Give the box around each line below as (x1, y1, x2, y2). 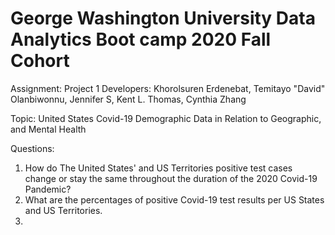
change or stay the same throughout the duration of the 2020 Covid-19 (24, 172, 318, 184)
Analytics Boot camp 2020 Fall (10, 28, 272, 51)
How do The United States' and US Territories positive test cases (24, 162, 293, 174)
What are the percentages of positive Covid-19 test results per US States (24, 193, 325, 206)
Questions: (10, 142, 55, 154)
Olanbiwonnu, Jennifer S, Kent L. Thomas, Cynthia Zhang (10, 93, 247, 105)
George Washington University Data (10, 7, 316, 30)
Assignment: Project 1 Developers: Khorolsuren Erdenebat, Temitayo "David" (10, 82, 326, 94)
